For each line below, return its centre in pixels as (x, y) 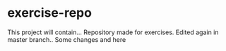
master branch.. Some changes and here (67, 39)
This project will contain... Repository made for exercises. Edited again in (113, 32)
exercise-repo (49, 13)
